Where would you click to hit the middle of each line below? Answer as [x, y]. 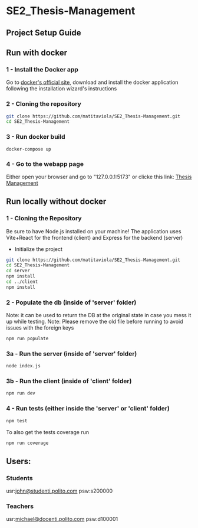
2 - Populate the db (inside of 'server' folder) [71, 302]
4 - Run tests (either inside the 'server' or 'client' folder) [88, 409]
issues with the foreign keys [40, 328]
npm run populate [27, 339]
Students [20, 478]
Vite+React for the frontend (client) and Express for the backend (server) [95, 237]
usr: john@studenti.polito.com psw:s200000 [60, 491]
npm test [17, 421]
